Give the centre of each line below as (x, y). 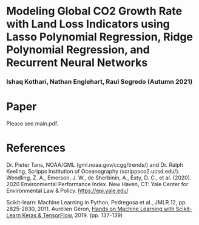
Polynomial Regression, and (78, 50)
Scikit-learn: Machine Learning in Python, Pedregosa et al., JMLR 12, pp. (96, 202)
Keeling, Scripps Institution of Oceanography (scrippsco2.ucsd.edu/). (93, 171)
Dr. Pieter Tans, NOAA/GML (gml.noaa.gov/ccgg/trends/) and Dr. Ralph (95, 164)
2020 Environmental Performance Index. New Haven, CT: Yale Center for (97, 184)
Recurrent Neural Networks (77, 63)
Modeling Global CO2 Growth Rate (94, 11)
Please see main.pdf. (32, 124)
